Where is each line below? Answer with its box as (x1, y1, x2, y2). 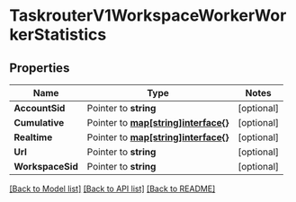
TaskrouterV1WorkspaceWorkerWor (9, 5, 287, 26)
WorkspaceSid (13, 161, 78, 172)
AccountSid (13, 102, 66, 114)
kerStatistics (9, 24, 107, 45)
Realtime (13, 131, 53, 144)
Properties (9, 60, 70, 75)
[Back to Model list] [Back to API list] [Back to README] (9, 183, 216, 194)
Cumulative (13, 117, 65, 128)
